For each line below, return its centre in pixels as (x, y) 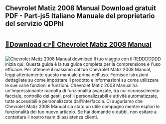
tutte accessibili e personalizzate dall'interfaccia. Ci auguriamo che (74, 101)
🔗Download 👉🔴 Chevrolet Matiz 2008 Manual (79, 44)
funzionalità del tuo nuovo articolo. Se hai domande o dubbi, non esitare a (81, 112)
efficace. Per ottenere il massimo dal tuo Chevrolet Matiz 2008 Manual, (78, 69)
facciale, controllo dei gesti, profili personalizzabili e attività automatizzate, (82, 96)
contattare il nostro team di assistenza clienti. (52, 117)
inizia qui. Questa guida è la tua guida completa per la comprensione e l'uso (83, 64)
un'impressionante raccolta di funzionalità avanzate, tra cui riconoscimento (82, 91)
